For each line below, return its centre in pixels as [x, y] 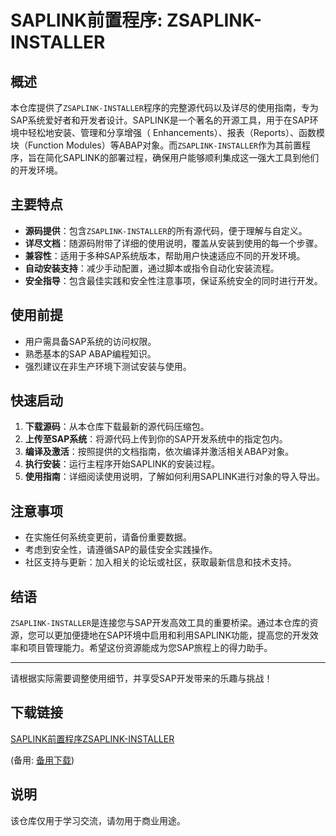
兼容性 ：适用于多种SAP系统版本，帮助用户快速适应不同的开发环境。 [165, 255]
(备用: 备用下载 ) [42, 760]
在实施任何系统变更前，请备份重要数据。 [108, 537]
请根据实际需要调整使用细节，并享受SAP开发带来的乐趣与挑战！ [141, 678]
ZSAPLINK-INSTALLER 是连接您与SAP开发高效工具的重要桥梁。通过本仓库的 [160, 623]
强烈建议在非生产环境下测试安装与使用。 [108, 366]
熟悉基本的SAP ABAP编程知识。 [90, 353]
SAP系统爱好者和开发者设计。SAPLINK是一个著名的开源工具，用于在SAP [160, 120]
